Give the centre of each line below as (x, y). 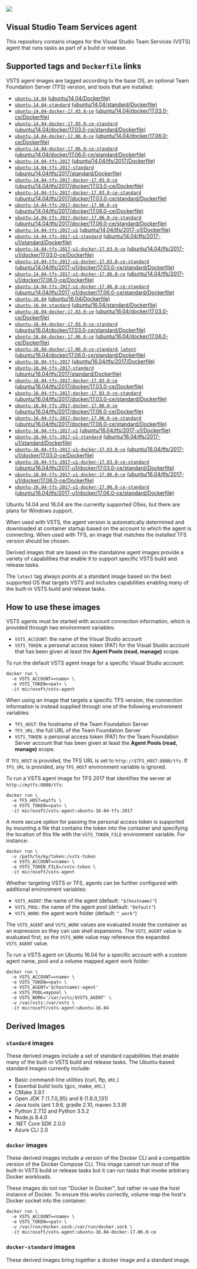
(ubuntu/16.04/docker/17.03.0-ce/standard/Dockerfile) (80, 330)
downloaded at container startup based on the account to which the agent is (99, 528)
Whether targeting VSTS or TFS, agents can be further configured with (92, 883)
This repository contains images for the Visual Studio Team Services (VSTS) (98, 41)
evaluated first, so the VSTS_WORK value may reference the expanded (88, 937)
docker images (27, 1145)
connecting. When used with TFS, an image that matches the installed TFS (96, 534)
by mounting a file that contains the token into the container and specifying (97, 828)
